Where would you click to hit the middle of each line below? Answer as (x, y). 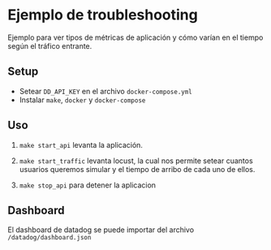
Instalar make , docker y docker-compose (82, 100)
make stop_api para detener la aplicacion (87, 185)
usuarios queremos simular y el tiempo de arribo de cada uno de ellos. (137, 169)
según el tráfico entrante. (50, 45)
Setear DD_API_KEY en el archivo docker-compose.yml (105, 91)
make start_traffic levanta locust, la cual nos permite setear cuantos (136, 161)
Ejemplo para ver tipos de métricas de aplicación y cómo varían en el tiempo (135, 37)
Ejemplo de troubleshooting (103, 15)
